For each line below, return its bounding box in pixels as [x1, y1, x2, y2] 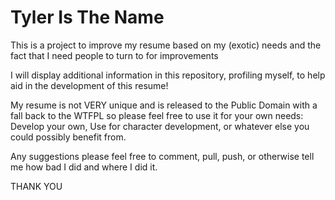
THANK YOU [10, 180, 63, 192]
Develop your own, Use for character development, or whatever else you [10, 120, 310, 132]
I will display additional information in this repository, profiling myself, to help [10, 69, 326, 81]
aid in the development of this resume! [10, 79, 169, 91]
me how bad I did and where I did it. [10, 161, 158, 173]
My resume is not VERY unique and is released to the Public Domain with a [10, 99, 318, 111]
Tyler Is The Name [10, 6, 165, 29]
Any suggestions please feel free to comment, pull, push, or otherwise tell [10, 150, 315, 162]
